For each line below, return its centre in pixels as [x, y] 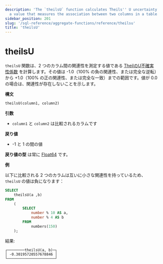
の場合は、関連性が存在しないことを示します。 [52, 84]
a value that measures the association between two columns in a [77, 14]
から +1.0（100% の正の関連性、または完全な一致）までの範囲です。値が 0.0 [81, 78]
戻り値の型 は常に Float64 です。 [38, 154]
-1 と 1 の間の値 [27, 144]
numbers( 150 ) [44, 226]
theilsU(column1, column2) [32, 103]
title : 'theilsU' [23, 28]
